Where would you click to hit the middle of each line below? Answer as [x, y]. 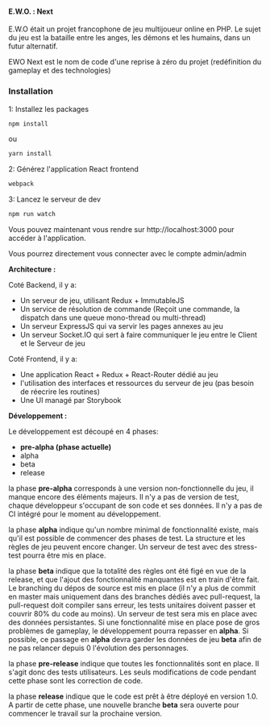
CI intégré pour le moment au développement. [85, 514]
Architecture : [32, 269]
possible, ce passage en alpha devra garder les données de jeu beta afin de [135, 639]
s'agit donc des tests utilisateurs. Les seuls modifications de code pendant [132, 672]
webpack [21, 184]
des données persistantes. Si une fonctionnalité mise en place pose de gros [134, 622]
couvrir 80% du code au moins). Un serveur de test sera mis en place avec [133, 614]
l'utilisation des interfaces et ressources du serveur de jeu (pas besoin [137, 383]
